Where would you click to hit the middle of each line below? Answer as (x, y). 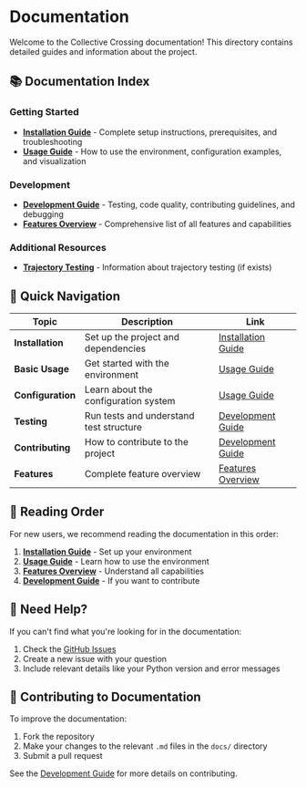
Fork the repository (59, 737)
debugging (43, 214)
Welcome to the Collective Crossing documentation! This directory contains (151, 42)
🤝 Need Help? (49, 610)
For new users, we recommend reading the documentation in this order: (144, 534)
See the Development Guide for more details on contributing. (124, 773)
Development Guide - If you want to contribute (111, 580)
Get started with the (127, 364)
